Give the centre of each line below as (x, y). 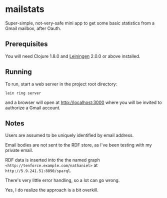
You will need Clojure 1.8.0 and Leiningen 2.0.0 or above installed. (73, 56)
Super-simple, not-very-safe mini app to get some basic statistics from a (80, 23)
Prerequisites (26, 44)
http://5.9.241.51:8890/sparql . (38, 170)
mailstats (25, 9)
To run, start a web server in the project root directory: (61, 84)
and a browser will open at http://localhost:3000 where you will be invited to (83, 102)
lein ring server (23, 93)
